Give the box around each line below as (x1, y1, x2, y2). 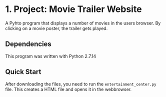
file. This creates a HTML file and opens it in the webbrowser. (5, 86, 132, 92)
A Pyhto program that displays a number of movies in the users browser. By (5, 20, 161, 26)
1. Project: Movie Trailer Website (5, 3, 142, 15)
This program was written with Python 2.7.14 (5, 53, 96, 59)
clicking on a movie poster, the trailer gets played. (5, 25, 108, 31)
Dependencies (5, 40, 51, 48)
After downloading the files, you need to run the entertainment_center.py (5, 81, 156, 87)
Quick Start (5, 67, 41, 76)
